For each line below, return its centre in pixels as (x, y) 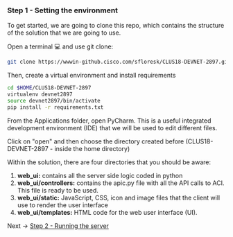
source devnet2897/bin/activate (54, 100)
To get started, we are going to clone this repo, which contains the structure (116, 26)
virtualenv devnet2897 (40, 95)
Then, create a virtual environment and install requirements (92, 76)
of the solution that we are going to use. (64, 33)
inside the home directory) (92, 148)
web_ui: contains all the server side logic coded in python (100, 175)
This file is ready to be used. (58, 190)
